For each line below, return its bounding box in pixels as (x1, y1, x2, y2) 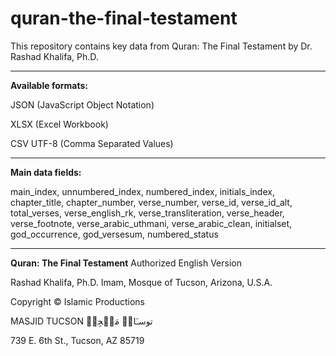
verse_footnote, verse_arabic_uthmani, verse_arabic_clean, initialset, (10, 217, 293, 229)
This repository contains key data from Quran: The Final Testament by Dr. (10, 40, 313, 52)
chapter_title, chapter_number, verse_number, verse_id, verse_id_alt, (10, 196, 293, 208)
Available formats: (10, 79, 88, 91)
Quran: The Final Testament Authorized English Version (10, 257, 242, 269)
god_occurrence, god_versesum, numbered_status (10, 228, 219, 240)
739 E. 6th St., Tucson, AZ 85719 (10, 334, 145, 346)
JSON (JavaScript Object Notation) (10, 98, 155, 111)
